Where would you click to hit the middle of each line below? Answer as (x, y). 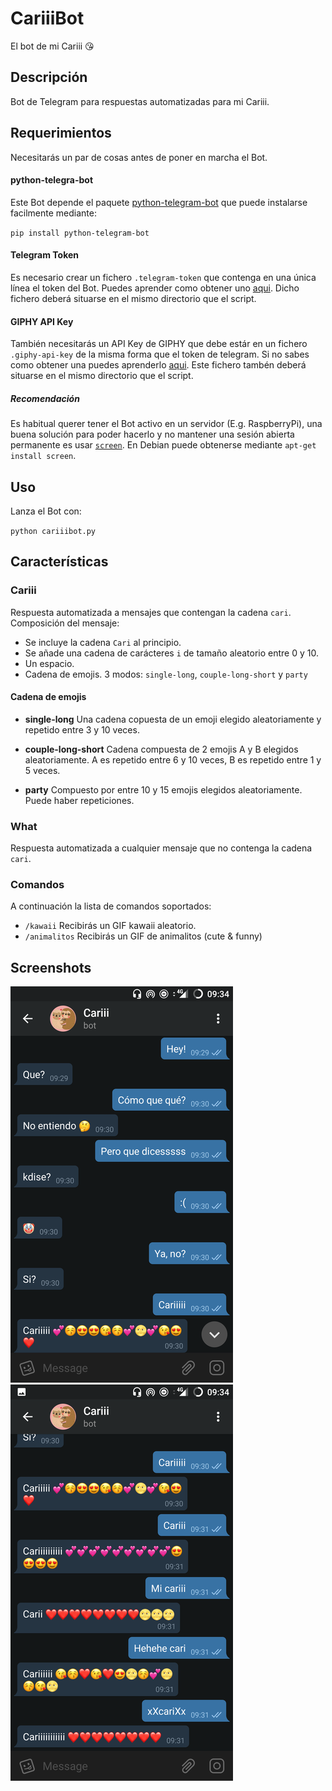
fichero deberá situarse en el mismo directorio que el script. (133, 298)
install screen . (43, 456)
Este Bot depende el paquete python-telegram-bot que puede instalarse (159, 202)
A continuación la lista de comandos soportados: (111, 906)
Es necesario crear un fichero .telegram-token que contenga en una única (163, 277)
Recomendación (45, 398)
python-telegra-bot (52, 180)
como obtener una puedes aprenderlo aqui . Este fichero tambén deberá (158, 365)
